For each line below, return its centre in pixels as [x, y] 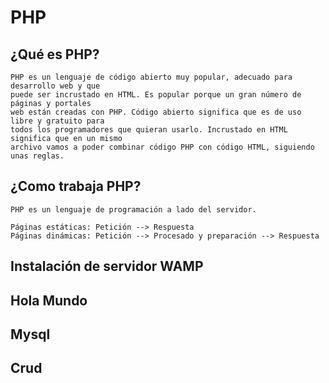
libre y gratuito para [57, 121]
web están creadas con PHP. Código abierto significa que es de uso [156, 112]
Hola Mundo [49, 300]
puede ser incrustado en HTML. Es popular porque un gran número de [156, 95]
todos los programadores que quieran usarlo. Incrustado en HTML [149, 130]
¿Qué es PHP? [55, 54]
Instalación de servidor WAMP [107, 266]
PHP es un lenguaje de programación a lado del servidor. [133, 209]
